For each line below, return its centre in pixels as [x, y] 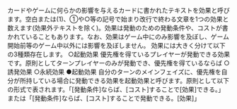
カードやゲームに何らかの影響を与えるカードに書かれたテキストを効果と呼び [118, 10]
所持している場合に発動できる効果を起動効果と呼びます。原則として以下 [125, 81]
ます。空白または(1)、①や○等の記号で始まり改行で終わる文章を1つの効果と [118, 19]
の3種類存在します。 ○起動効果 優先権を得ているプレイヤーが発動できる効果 [119, 54]
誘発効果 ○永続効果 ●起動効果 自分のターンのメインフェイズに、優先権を [114, 72]
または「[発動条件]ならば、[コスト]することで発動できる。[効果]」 [104, 98]
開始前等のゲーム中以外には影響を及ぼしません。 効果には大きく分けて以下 [117, 45]
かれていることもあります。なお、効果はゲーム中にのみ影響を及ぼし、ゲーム [118, 37]
